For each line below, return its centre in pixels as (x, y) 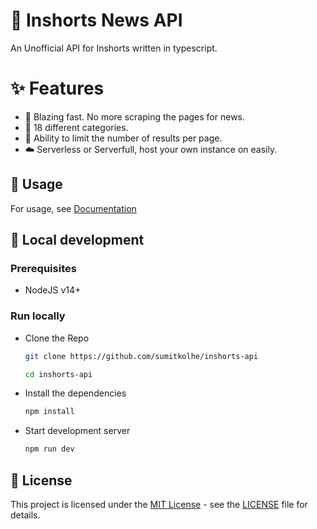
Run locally (38, 316)
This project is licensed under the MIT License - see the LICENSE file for (159, 504)
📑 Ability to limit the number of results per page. (123, 138)
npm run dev (49, 449)
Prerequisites (43, 268)
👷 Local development (77, 240)
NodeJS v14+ (53, 290)
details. (25, 515)
